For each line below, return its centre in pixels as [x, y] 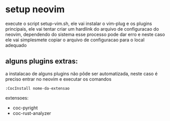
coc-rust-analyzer [32, 113]
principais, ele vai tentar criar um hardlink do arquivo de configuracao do [82, 29]
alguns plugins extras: [42, 62]
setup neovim [35, 9]
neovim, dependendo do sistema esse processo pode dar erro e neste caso [85, 34]
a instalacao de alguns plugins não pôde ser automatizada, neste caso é [81, 74]
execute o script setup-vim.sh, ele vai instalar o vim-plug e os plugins [79, 23]
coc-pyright [25, 108]
